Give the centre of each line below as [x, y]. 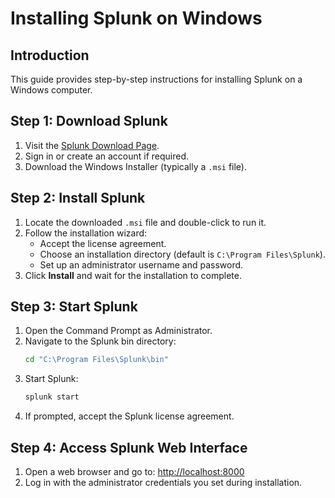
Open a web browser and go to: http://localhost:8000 [134, 471]
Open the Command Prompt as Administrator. [118, 331]
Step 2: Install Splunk [78, 198]
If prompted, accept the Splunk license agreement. [129, 416]
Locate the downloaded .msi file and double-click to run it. [145, 222]
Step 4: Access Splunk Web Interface [129, 447]
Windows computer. [51, 90]
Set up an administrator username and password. [141, 264]
